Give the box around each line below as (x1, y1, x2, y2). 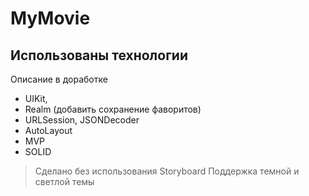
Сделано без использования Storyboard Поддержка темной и (34, 165, 300, 177)
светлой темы (34, 176, 95, 187)
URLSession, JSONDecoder (24, 114, 140, 126)
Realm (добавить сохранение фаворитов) (24, 103, 202, 115)
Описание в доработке (10, 73, 108, 85)
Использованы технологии (10, 47, 188, 64)
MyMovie (10, 7, 91, 30)
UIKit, (24, 93, 48, 104)
